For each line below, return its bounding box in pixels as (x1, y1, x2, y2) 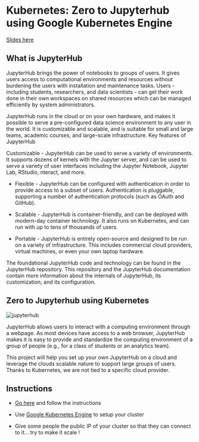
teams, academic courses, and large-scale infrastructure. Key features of (6, 131, 186, 139)
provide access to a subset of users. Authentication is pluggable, (14, 186, 175, 194)
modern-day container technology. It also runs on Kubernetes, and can (14, 217, 189, 224)
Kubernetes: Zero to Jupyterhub (6, 4, 170, 17)
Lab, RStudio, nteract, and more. (6, 168, 86, 176)
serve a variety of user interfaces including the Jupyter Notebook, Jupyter (6, 162, 189, 169)
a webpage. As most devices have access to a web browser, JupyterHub (6, 329, 185, 336)
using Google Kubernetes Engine (6, 16, 173, 30)
